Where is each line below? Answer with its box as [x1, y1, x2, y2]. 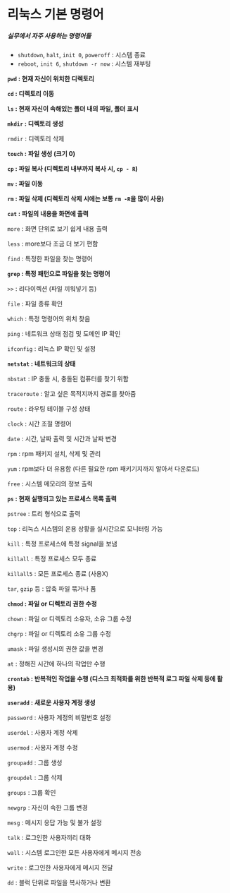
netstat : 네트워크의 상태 [7, 359, 76, 368]
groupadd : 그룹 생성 [7, 758, 63, 767]
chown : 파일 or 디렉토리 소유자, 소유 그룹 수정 [7, 615, 132, 623]
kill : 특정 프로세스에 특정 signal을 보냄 [7, 539, 117, 548]
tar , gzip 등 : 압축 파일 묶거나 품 [7, 585, 96, 593]
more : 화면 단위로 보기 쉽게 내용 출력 [7, 224, 108, 233]
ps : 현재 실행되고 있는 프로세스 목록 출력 [7, 495, 117, 503]
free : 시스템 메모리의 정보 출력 [7, 479, 94, 488]
